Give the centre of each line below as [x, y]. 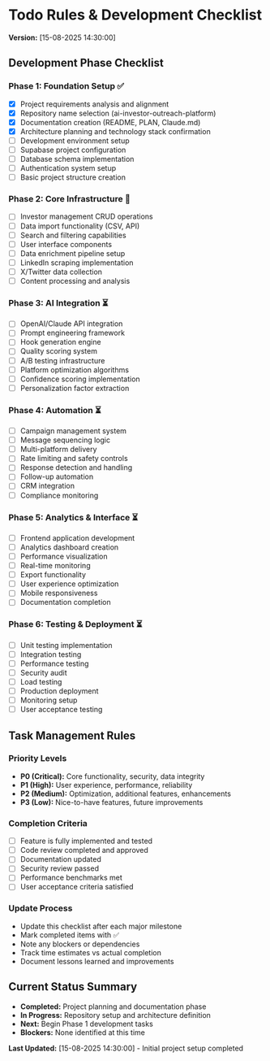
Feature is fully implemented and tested [86, 841]
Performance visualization [64, 556]
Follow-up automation [57, 476]
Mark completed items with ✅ [70, 935]
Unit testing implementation [66, 645]
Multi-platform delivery [58, 450]
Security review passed [60, 868]
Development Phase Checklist [86, 63]
